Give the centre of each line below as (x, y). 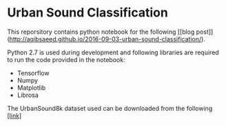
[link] (14, 116)
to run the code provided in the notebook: (66, 59)
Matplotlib (31, 87)
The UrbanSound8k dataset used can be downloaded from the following (110, 108)
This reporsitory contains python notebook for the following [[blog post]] (110, 32)
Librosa (28, 95)
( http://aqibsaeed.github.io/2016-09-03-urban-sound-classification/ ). (106, 39)
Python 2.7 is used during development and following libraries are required (113, 52)
